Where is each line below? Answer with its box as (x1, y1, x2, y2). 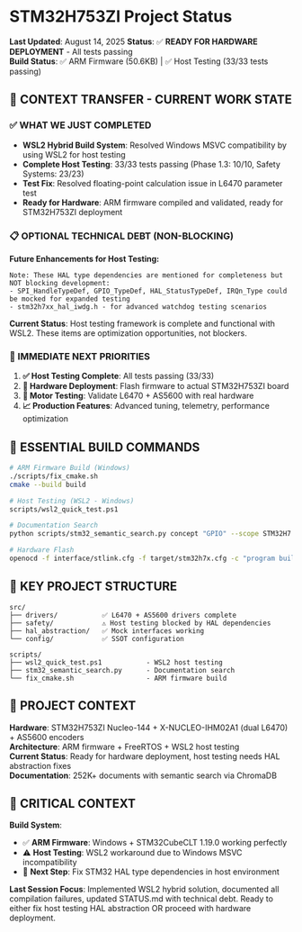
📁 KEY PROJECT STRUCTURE (9, 579, 178, 594)
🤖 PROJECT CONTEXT (9, 698, 137, 713)
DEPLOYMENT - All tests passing (9, 46, 133, 57)
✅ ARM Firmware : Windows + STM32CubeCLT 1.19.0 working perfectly (22, 837, 288, 848)
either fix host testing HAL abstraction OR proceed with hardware (9, 903, 252, 914)
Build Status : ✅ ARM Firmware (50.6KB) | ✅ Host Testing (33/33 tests (9, 56, 269, 67)
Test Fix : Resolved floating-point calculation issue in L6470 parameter (22, 177, 283, 188)
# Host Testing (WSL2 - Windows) (9, 496, 135, 505)
